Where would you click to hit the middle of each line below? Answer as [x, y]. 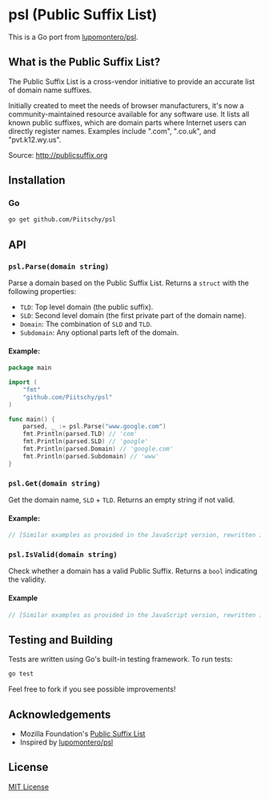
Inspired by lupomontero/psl [66, 742]
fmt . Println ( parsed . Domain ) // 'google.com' [98, 449]
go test [21, 674]
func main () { [32, 419]
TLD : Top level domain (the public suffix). [86, 307]
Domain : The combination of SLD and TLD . [86, 324]
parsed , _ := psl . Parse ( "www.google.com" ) [94, 426]
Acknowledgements [60, 714]
